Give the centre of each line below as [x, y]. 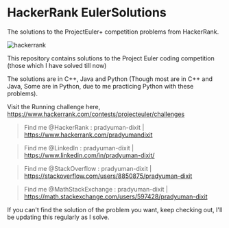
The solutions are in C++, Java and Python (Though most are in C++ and [110, 79]
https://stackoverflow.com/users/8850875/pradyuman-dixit [108, 176]
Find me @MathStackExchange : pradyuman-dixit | [96, 189]
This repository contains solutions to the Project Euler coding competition [111, 58]
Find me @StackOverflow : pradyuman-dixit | [88, 168]
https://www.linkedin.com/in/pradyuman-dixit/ [89, 155]
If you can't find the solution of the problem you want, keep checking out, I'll [115, 209]
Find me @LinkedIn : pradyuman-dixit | [79, 148]
